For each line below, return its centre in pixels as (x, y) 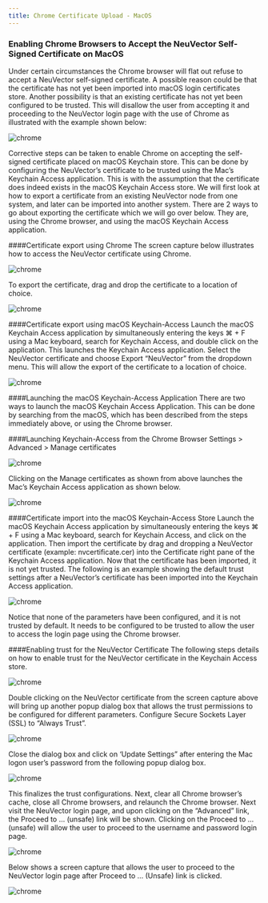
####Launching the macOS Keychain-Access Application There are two (127, 398)
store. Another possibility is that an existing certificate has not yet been (126, 96)
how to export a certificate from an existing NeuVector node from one (123, 195)
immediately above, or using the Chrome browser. (90, 423)
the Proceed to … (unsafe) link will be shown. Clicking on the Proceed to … (131, 819)
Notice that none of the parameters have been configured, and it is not (125, 616)
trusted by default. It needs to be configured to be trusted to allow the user (132, 625)
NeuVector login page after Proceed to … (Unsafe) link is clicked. (115, 875)
